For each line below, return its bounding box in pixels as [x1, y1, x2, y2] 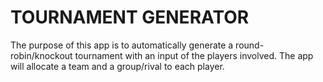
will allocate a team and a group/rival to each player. [10, 60, 225, 72]
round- [235, 39, 265, 51]
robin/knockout [10, 49, 73, 61]
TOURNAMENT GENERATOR [10, 6, 250, 29]
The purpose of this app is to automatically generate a [10, 39, 234, 51]
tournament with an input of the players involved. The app [74, 49, 314, 61]
